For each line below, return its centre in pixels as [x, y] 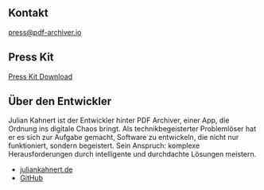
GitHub [31, 178]
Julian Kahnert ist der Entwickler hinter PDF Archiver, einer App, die [119, 120]
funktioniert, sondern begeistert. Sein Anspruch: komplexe [104, 145]
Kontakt [29, 13]
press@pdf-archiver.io [45, 32]
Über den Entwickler [60, 101]
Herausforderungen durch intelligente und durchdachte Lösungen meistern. [132, 154]
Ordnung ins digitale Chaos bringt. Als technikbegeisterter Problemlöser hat [132, 129]
